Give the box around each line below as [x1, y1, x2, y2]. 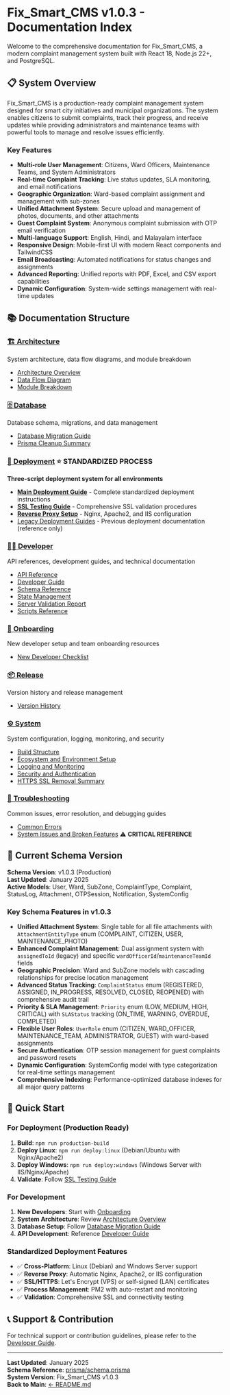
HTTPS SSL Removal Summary [16, 776, 105, 785]
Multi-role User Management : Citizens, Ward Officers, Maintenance [16, 161, 210, 169]
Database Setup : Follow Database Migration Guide [16, 1222, 161, 1231]
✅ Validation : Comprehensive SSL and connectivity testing [16, 1293, 184, 1301]
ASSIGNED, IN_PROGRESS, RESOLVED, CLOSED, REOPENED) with [16, 988, 204, 996]
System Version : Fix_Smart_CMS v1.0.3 [7, 1373, 118, 1381]
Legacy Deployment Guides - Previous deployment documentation [16, 517, 205, 526]
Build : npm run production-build [16, 1139, 110, 1147]
